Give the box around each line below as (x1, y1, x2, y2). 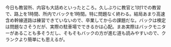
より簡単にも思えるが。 (18, 36, 68, 42)
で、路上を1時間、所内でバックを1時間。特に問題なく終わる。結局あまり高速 (5, 11, 165, 17)
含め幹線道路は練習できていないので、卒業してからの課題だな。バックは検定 (5, 17, 166, 23)
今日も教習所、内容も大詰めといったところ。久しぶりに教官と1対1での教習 (5, 5, 161, 10)
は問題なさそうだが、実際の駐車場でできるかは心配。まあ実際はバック (5, 24, 153, 30)
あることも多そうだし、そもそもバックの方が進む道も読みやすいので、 (14, 30, 162, 36)
